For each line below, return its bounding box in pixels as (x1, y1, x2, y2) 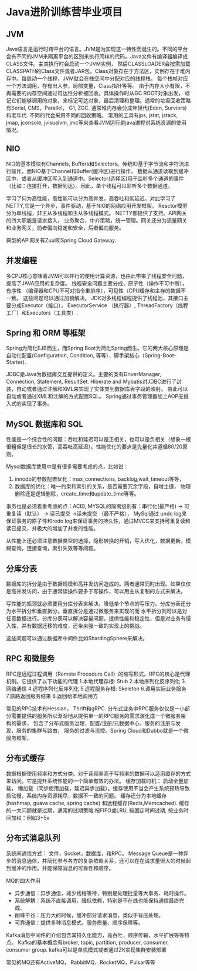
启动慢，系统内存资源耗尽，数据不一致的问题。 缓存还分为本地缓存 (6, 792, 167, 799)
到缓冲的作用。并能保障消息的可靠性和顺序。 (6, 864, 114, 872)
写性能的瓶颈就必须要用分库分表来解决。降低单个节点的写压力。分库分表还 (6, 600, 186, 607)
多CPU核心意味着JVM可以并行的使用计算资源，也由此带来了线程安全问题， (6, 272, 188, 280)
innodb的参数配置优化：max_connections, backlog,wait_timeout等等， (14, 475, 185, 483)
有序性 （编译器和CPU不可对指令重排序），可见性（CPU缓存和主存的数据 (6, 287, 181, 294)
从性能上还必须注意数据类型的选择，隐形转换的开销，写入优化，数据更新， (6, 537, 186, 544)
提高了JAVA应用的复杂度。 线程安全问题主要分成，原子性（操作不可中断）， (6, 280, 188, 287)
